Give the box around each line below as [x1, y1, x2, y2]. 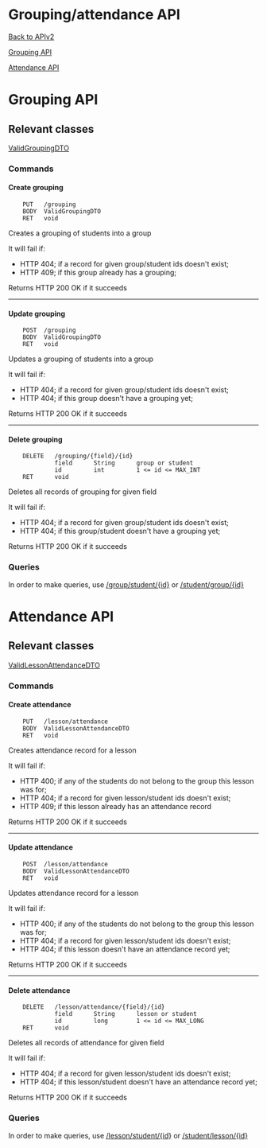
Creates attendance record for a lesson [8, 745, 137, 755]
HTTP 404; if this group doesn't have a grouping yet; [19, 394, 193, 403]
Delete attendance [8, 985, 71, 995]
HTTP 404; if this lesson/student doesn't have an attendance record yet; [19, 1077, 258, 1087]
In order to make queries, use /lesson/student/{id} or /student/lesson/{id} [8, 1130, 249, 1140]
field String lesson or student [54, 1010, 197, 1018]
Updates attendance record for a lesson [8, 889, 139, 898]
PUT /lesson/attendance [22, 718, 109, 726]
